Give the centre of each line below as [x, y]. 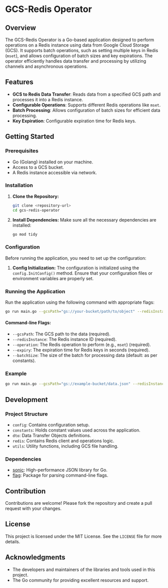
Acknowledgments [35, 557]
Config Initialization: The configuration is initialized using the [75, 268]
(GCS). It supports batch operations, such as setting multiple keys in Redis [82, 50]
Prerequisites [22, 151]
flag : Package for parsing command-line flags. [60, 475]
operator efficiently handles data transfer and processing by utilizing [76, 61]
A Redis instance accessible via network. [54, 172]
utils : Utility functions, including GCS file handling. [65, 446]
